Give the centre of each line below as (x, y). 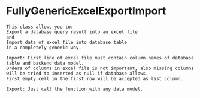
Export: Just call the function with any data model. (75, 89)
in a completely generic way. (44, 48)
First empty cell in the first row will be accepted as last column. (95, 78)
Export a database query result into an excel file (72, 32)
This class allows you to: (40, 27)
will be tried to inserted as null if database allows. (77, 73)
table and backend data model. (45, 63)
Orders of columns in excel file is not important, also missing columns (100, 68)
